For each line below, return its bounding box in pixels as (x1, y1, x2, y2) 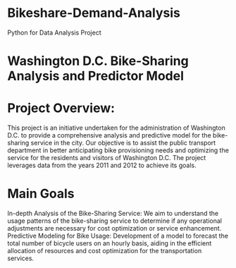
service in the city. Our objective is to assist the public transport (30, 139, 216, 147)
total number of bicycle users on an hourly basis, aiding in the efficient (7, 239, 212, 248)
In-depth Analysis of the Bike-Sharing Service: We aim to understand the (7, 209, 219, 217)
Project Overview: (7, 100, 115, 116)
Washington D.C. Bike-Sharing (7, 53, 189, 69)
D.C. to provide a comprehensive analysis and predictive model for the (7, 131, 211, 140)
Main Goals (7, 185, 75, 202)
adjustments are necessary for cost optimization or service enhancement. (7, 224, 222, 232)
